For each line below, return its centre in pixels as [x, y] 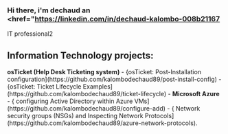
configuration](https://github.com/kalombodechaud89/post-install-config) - [114, 79]
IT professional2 [30, 34]
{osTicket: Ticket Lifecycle [44, 87]
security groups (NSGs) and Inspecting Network [75, 116]
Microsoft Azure [196, 94]
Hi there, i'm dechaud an [49, 10]
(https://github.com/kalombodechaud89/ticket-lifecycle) [87, 94]
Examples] [98, 87]
